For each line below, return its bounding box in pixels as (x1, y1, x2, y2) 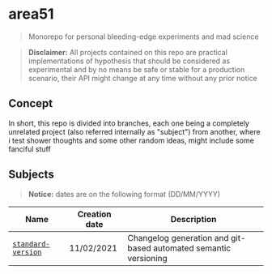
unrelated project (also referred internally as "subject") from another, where (8, 126, 261, 136)
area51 (8, 5, 54, 24)
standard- (12, 239, 50, 248)
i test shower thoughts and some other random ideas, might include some (8, 135, 255, 145)
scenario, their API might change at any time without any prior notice (28, 73, 257, 83)
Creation (77, 208, 112, 220)
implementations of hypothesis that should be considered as (28, 56, 231, 66)
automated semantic (153, 242, 232, 254)
